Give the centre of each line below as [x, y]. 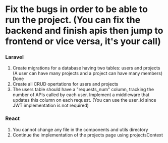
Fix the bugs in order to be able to [76, 9]
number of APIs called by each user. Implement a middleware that [81, 95]
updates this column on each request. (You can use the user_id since [84, 100]
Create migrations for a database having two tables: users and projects [86, 68]
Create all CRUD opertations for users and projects [65, 84]
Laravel [15, 57]
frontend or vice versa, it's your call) [83, 42]
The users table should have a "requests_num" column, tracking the [83, 90]
